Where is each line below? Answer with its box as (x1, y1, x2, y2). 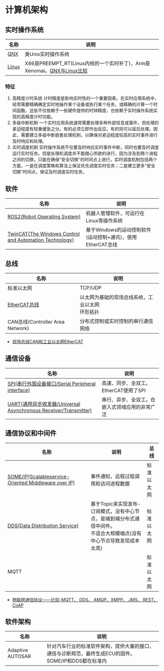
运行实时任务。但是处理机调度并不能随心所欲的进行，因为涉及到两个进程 (12, 151, 158, 156)
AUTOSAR (7, 653, 31, 660)
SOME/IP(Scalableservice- (7, 473, 70, 480)
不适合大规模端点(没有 (90, 530, 142, 537)
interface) (7, 387, 30, 393)
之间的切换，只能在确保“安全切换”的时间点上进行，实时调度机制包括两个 (12, 156, 158, 162)
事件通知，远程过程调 (90, 473, 140, 480)
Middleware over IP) (28, 479, 75, 486)
